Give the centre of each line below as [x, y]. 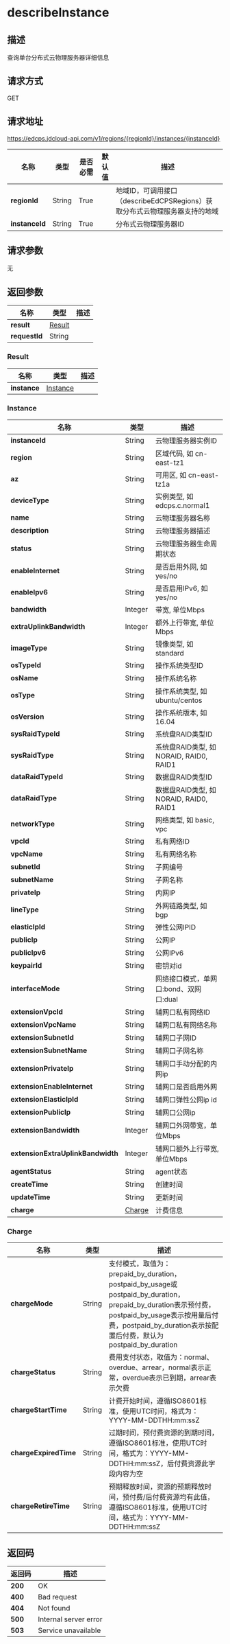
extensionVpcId [37, 1012]
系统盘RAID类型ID [184, 734]
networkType [33, 824]
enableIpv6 [29, 592]
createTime [29, 1184]
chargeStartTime [39, 1410]
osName [25, 678]
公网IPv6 [169, 953]
